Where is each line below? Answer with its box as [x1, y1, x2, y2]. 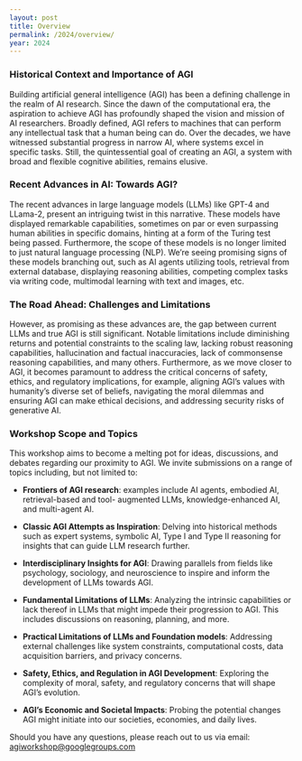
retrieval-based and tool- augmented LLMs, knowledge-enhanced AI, [22, 494, 281, 506]
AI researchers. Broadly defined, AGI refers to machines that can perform [9, 117, 281, 128]
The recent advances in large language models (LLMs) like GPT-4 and [9, 199, 270, 209]
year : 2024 [9, 38, 50, 48]
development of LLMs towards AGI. [22, 577, 154, 588]
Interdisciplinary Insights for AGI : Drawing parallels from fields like [22, 558, 273, 569]
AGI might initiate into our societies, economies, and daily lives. [22, 714, 257, 725]
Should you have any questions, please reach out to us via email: [9, 732, 251, 743]
